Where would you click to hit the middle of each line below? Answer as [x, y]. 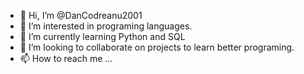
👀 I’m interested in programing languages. [106, 26]
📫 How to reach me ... [66, 58]
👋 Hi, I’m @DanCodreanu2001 [81, 15]
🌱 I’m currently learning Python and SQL [102, 36]
